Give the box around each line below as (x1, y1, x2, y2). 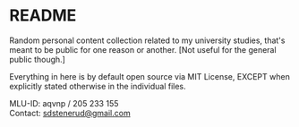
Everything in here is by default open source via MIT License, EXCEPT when (9, 71, 291, 81)
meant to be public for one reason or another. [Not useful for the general (9, 44, 277, 55)
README (9, 5, 77, 26)
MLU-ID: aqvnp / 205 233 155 (9, 97, 119, 108)
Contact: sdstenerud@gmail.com (9, 107, 132, 118)
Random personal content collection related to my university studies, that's (9, 35, 286, 46)
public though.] (9, 54, 65, 64)
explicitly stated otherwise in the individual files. (9, 80, 186, 91)
